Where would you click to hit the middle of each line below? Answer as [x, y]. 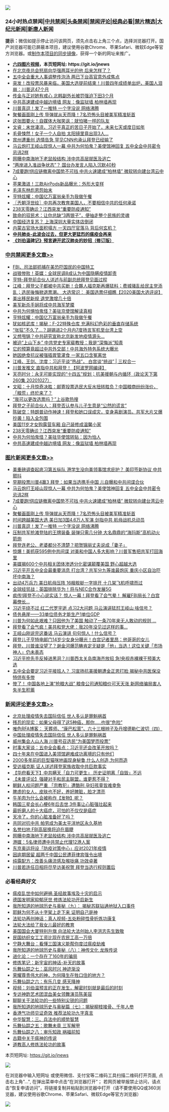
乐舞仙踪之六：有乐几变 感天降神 [46, 982]
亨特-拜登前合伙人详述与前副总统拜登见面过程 [60, 279]
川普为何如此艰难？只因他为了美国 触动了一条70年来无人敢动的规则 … [84, 620]
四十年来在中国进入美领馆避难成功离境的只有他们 [63, 754]
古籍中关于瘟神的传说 [34, 1038]
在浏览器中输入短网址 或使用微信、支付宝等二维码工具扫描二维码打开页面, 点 [84, 1075]
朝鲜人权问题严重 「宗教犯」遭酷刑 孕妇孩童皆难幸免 [67, 786]
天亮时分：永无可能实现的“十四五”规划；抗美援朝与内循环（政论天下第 [85, 374]
